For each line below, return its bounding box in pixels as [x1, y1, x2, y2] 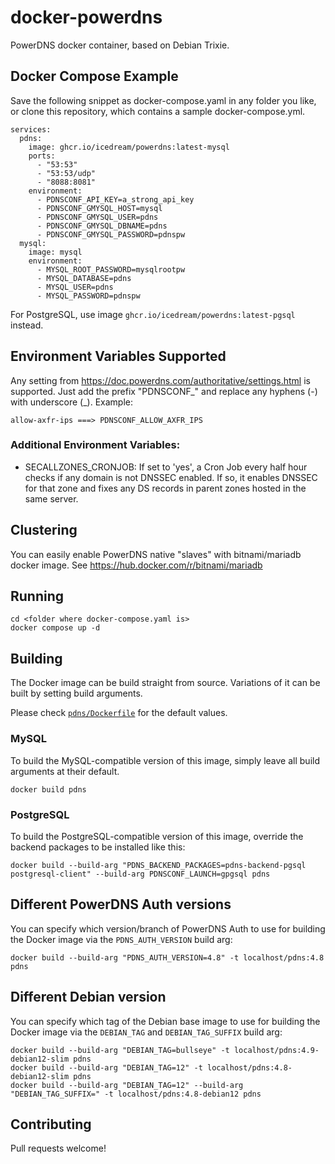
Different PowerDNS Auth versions [10, 896, 232, 913]
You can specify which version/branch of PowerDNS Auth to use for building [10, 922, 326, 935]
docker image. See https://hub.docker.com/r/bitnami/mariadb [10, 559, 263, 571]
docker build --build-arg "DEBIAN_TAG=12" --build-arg [10, 1080, 244, 1090]
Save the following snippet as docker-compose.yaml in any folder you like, [10, 94, 317, 106]
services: [10, 124, 52, 135]
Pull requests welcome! [10, 1142, 107, 1155]
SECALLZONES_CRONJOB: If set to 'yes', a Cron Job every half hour [24, 461, 308, 473]
